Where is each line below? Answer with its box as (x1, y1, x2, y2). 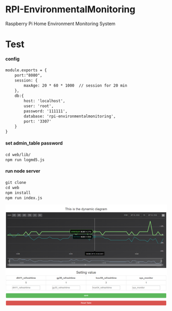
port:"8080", (14, 73, 43, 78)
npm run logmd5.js (5, 157, 45, 162)
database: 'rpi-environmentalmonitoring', (24, 114, 116, 119)
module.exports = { (5, 68, 47, 73)
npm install (5, 190, 31, 195)
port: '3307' (24, 119, 52, 124)
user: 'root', (24, 103, 54, 109)
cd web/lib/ (5, 152, 31, 157)
